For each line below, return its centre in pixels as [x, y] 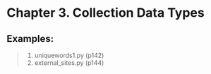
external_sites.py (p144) [69, 63]
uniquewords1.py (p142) [69, 55]
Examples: [30, 39]
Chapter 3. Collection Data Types [106, 13]
